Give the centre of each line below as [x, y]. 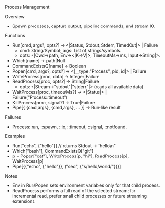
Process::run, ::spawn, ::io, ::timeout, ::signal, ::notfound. [69, 127]
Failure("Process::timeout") [40, 97]
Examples [15, 136]
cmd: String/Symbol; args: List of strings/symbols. [70, 50]
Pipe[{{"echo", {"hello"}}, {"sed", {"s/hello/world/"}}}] [66, 167]
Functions [15, 36]
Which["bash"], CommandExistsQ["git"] [53, 151]
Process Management [27, 7]
